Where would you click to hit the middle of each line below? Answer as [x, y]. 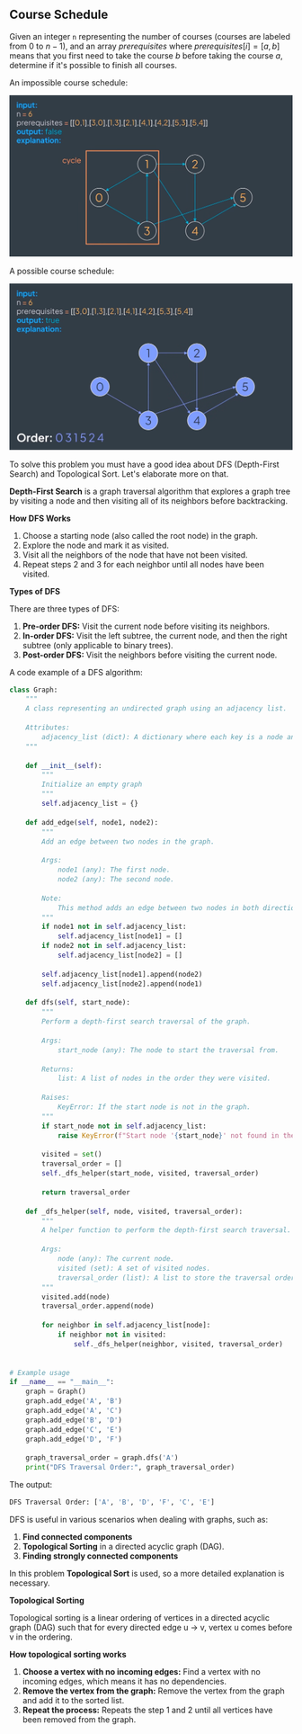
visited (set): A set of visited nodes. [134, 1268]
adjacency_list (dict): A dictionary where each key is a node [162, 737]
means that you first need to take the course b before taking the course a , [146, 55]
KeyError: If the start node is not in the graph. [154, 1107]
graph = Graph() [56, 1392]
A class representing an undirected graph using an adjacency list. [156, 709]
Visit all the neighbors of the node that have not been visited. [135, 554]
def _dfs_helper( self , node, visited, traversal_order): [134, 1211]
